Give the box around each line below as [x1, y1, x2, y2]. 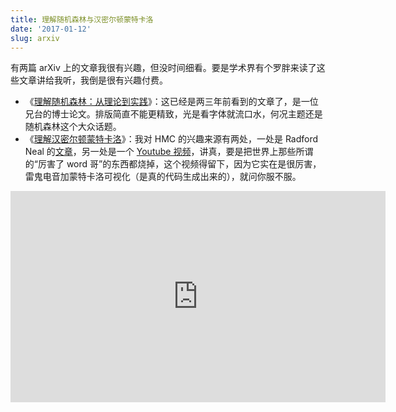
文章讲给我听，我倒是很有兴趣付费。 [18, 74, 168, 86]
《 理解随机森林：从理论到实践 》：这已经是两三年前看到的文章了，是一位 [24, 96, 319, 108]
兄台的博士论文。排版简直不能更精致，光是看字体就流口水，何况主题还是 [24, 108, 323, 120]
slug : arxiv [10, 33, 60, 43]
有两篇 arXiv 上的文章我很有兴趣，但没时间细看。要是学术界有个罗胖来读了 [10, 62, 317, 74]
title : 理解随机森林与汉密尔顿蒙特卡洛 [10, 14, 154, 25]
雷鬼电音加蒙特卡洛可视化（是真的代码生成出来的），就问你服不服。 [24, 171, 302, 183]
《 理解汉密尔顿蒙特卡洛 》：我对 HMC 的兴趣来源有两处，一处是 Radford [24, 133, 319, 145]
